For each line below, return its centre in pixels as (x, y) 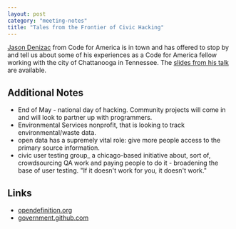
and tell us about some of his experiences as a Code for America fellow (112, 55)
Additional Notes (46, 92)
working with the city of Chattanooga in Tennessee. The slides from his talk (118, 63)
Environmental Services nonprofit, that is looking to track (101, 125)
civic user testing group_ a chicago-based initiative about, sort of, (114, 156)
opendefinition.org (45, 210)
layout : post (27, 14)
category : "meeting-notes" (47, 21)
